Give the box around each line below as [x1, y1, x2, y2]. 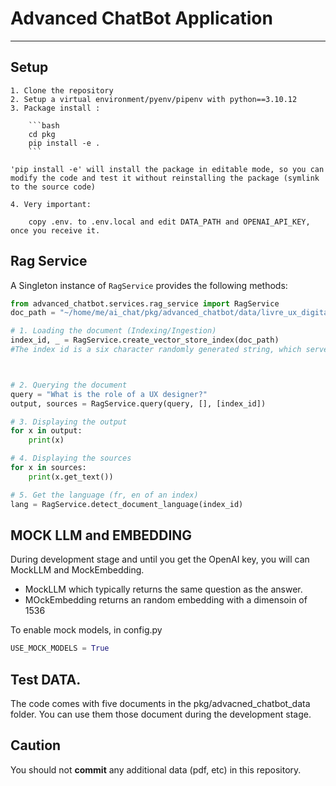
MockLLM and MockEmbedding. [10, 564, 145, 576]
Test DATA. [10, 671, 82, 688]
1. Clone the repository [10, 85, 114, 96]
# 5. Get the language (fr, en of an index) [10, 490, 199, 500]
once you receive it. [10, 225, 101, 236]
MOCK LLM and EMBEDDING [10, 527, 193, 544]
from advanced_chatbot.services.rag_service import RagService [10, 298, 280, 309]
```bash [28, 120, 60, 131]
